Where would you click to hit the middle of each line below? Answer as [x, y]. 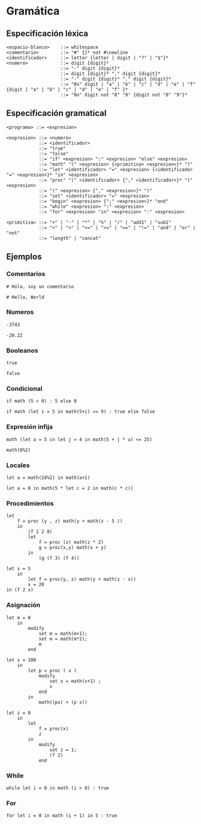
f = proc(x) [53, 729]
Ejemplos [24, 257]
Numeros [20, 312]
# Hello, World [25, 297]
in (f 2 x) [20, 590]
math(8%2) [19, 450]
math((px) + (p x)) [63, 702]
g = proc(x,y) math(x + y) [72, 548]
